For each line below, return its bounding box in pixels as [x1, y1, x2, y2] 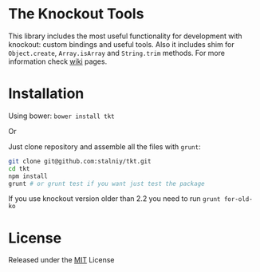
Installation [8, 85, 85, 103]
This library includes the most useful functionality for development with [8, 31, 242, 41]
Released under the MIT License [8, 255, 115, 265]
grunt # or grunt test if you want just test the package [8, 179, 205, 187]
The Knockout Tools [8, 5, 144, 23]
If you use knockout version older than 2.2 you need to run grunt [8, 194, 221, 203]
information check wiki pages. [8, 57, 108, 66]
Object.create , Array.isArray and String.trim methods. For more [8, 48, 226, 57]
